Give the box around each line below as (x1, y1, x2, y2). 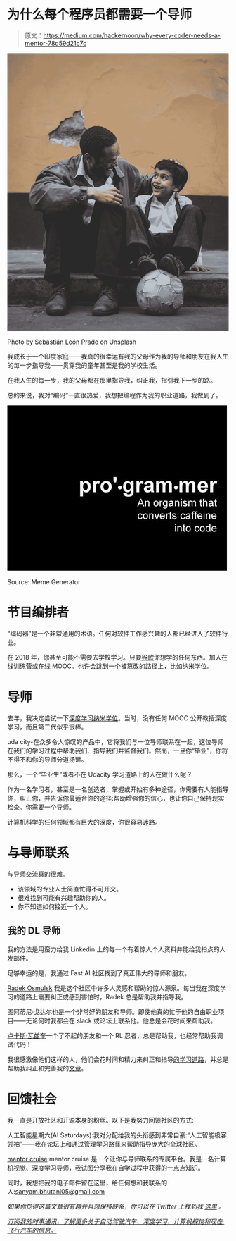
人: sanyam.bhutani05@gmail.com (7, 1187, 105, 1195)
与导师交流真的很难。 (7, 870, 69, 878)
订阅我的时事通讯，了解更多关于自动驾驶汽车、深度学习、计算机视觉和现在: (7, 1217, 225, 1225)
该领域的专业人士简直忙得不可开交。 (17, 884, 123, 893)
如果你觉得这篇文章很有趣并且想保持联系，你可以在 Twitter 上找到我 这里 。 (7, 1202, 225, 1211)
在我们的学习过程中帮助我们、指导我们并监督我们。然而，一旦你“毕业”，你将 (7, 746, 228, 755)
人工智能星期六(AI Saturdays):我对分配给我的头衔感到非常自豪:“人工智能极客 (7, 1130, 227, 1139)
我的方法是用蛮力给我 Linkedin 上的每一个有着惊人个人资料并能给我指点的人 (7, 945, 226, 953)
